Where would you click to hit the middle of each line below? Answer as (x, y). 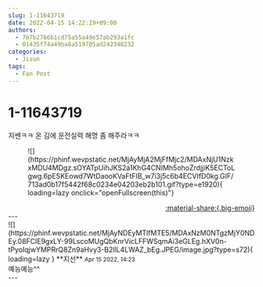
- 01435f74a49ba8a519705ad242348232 (75, 45)
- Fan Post (33, 74)
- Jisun (28, 60)
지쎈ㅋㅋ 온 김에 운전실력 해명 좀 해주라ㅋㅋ (74, 135)
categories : (27, 52)
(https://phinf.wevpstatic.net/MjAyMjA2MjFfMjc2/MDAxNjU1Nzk (131, 159)
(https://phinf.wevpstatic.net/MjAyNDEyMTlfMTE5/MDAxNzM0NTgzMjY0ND (131, 233)
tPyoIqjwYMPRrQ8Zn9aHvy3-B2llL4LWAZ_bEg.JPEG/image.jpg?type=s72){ (131, 249)
